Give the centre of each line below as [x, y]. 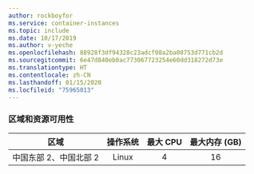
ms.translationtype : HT [48, 68]
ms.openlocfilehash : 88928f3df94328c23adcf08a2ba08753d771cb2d [116, 53]
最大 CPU [164, 142]
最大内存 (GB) [216, 142]
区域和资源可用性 [41, 119]
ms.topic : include [39, 30]
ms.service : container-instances [64, 23]
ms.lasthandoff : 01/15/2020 [55, 82]
